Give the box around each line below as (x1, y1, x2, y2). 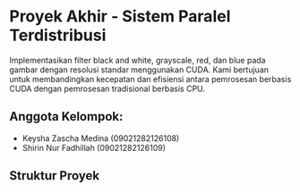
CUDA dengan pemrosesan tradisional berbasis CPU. (9, 83, 206, 94)
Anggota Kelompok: (9, 109, 124, 124)
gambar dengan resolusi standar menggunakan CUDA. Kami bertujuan (9, 64, 270, 75)
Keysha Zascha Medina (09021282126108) (21, 132, 180, 144)
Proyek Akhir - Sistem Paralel (9, 6, 231, 27)
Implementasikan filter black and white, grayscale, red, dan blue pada (9, 54, 266, 65)
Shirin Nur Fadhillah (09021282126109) (21, 142, 167, 153)
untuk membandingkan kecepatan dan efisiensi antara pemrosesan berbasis (9, 73, 292, 84)
